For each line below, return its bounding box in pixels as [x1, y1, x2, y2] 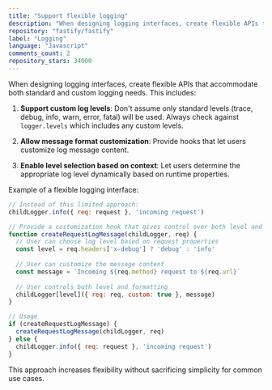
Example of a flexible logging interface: [8, 184, 139, 194]
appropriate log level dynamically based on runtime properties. [19, 169, 230, 179]
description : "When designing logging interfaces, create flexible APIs [8, 19, 259, 28]
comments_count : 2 [8, 49, 70, 57]
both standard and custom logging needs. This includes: [8, 87, 197, 97]
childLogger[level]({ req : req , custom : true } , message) [15, 290, 216, 299]
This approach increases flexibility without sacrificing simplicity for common [8, 365, 263, 375]
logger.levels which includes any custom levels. [19, 121, 184, 130]
